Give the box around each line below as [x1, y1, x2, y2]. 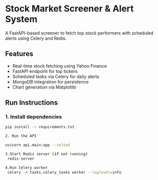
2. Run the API [5, 134, 37, 139]
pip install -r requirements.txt [5, 125, 75, 130]
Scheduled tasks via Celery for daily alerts [12, 73, 100, 80]
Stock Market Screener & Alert [5, 3, 134, 14]
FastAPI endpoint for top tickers [12, 68, 78, 74]
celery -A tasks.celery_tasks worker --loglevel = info [7, 170, 122, 175]
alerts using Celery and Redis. [5, 35, 67, 41]
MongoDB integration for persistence [12, 79, 89, 85]
